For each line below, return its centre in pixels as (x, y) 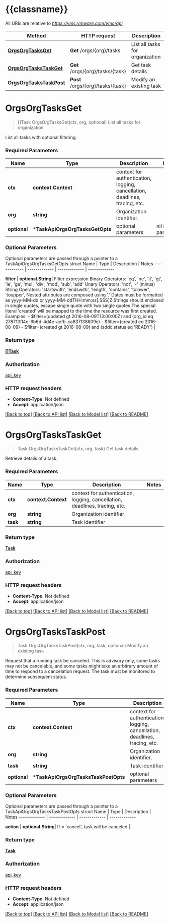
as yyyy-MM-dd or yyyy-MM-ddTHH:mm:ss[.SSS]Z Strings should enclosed (84, 300)
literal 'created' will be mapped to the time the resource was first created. (81, 311)
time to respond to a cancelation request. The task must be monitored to (80, 671)
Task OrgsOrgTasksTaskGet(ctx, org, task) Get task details (78, 449)
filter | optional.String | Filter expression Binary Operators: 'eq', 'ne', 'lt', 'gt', (84, 279)
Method (36, 35)
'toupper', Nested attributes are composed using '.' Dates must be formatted (84, 295)
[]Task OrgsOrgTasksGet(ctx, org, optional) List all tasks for (79, 122)
